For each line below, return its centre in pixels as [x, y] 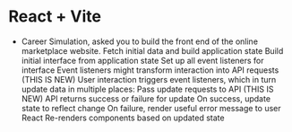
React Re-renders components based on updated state [123, 118]
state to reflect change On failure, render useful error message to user [151, 108]
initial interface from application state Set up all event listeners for [143, 60]
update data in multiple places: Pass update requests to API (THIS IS [147, 89]
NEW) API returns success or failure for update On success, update [146, 98]
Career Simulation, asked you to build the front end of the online [140, 41]
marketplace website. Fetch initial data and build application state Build [152, 50]
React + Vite [55, 17]
